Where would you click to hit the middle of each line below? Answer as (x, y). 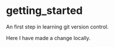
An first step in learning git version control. (58, 27)
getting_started (44, 11)
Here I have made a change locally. (48, 38)
